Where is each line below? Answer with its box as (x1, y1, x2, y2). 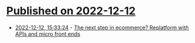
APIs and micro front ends (15, 30, 81, 37)
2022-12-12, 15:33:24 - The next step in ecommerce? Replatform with (15, 24, 189, 31)
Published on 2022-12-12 (6, 4, 136, 18)
